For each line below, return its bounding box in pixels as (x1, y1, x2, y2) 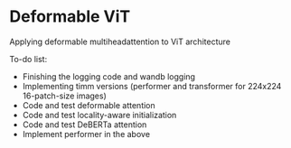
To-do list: (9, 53, 48, 64)
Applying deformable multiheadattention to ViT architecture (9, 36, 230, 47)
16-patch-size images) (22, 90, 107, 101)
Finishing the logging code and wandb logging (22, 70, 196, 82)
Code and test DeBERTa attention (22, 119, 147, 130)
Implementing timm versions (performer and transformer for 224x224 (22, 80, 282, 91)
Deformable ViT (9, 6, 131, 27)
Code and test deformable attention (22, 99, 155, 110)
